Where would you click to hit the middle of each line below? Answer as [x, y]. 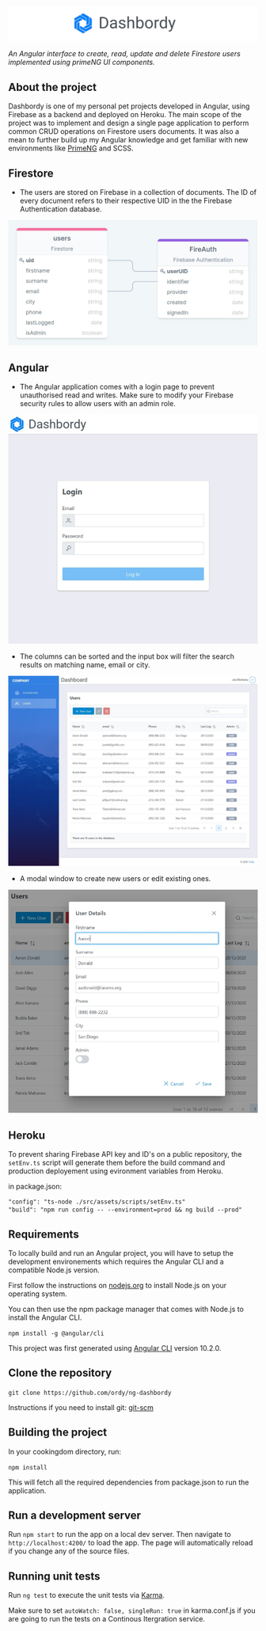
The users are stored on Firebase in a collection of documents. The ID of [138, 192]
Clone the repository [60, 1373]
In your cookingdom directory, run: [65, 1451]
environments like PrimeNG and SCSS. [71, 148]
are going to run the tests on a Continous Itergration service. [107, 1619]
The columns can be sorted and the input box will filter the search [127, 656]
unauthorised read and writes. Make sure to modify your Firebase [126, 395]
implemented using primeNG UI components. [82, 63]
